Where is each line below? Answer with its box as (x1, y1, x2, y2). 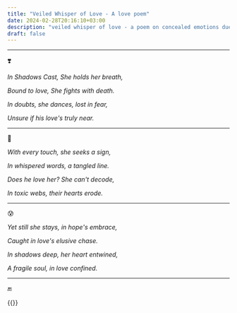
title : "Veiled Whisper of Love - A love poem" (7, 10, 150, 18)
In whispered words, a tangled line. (7, 162, 109, 170)
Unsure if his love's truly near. (7, 114, 95, 122)
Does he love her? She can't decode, (7, 175, 115, 184)
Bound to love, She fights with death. (7, 86, 115, 95)
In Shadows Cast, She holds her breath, (7, 73, 123, 81)
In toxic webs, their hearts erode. (7, 189, 104, 198)
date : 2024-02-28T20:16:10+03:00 (7, 17, 106, 24)
